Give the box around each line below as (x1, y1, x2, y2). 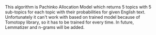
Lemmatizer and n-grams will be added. (5, 24, 85, 30)
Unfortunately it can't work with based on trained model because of (5, 14, 140, 20)
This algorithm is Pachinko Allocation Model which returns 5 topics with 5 (5, 4, 152, 10)
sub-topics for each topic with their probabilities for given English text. (5, 9, 146, 15)
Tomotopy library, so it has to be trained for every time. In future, (5, 19, 134, 25)
